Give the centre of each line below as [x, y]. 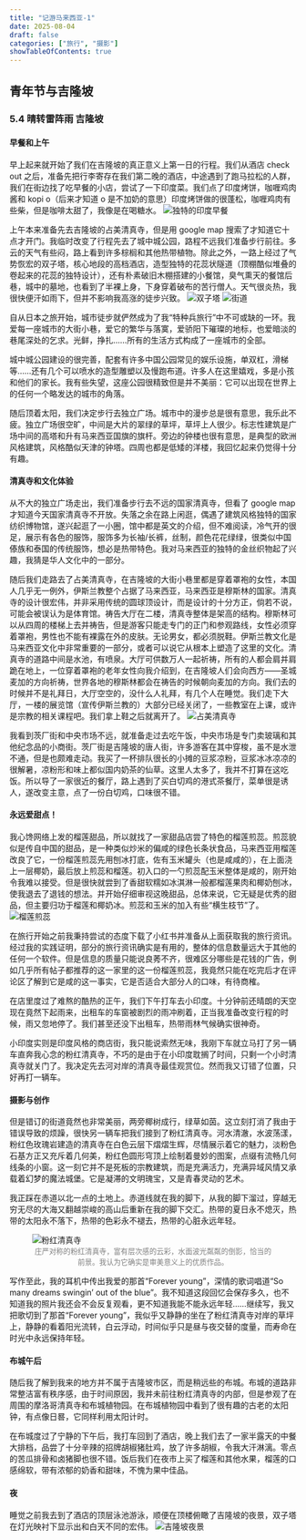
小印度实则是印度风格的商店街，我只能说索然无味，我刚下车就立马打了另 [145, 1043]
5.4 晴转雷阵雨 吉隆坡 [56, 119]
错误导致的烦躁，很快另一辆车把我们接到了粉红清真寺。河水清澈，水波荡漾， [153, 1133]
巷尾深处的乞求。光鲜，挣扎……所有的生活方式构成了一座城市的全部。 [140, 340]
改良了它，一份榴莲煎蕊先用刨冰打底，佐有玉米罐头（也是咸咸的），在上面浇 [151, 860]
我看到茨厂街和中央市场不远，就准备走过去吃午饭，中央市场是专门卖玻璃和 [149, 735]
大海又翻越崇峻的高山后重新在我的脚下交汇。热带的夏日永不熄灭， [164, 1209]
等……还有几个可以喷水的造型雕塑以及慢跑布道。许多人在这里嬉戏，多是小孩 [152, 371]
